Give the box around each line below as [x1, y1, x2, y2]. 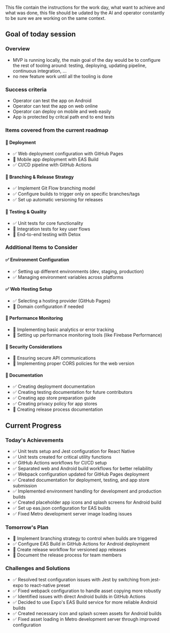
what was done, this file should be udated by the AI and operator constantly [5, 10, 165, 16]
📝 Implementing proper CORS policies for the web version [12, 360, 134, 367]
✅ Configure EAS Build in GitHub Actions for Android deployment [12, 541, 150, 547]
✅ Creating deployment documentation [12, 383, 95, 390]
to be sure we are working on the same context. [5, 15, 106, 21]
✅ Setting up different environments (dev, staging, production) [12, 268, 144, 274]
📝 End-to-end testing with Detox [12, 231, 81, 237]
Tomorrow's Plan [5, 524, 48, 531]
